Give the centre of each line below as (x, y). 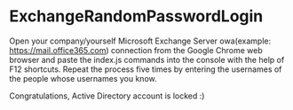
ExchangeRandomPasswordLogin (136, 16)
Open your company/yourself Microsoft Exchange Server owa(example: (140, 41)
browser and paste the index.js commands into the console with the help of (147, 59)
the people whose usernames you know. (83, 78)
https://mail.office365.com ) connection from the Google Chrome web (136, 50)
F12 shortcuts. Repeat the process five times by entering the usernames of (146, 69)
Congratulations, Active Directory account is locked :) (107, 96)
